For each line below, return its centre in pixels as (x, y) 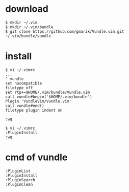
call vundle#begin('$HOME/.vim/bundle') (49, 97)
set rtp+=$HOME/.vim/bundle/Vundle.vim (48, 92)
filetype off (19, 88)
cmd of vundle (36, 157)
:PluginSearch (20, 180)
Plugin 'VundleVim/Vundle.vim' (38, 101)
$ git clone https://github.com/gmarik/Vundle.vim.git (65, 31)
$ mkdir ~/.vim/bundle (29, 27)
